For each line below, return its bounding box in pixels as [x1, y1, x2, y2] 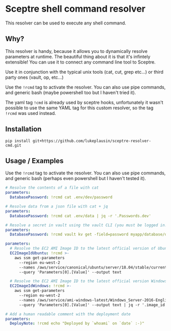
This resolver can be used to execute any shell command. [5, 20, 126, 26]
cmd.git [5, 143, 22, 148]
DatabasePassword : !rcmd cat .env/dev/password [10, 195, 113, 200]
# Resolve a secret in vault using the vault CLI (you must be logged [5, 222, 158, 228]
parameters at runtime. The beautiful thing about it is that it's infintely [5, 53, 151, 59]
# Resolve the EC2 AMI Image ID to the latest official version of [10, 246, 156, 251]
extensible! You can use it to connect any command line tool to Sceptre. [5, 59, 156, 65]
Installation [5, 125, 42, 134]
